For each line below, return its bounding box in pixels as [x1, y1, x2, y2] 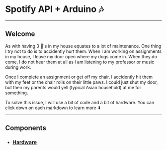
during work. [5, 64, 31, 70]
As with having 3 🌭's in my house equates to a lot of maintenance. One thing [5, 43, 162, 49]
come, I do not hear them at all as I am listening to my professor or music [5, 59, 155, 65]
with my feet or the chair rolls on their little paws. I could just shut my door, [5, 79, 158, 85]
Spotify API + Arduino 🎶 [5, 3, 104, 15]
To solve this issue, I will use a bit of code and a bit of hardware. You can [5, 99, 155, 105]
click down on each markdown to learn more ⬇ [5, 105, 101, 111]
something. [5, 90, 28, 96]
